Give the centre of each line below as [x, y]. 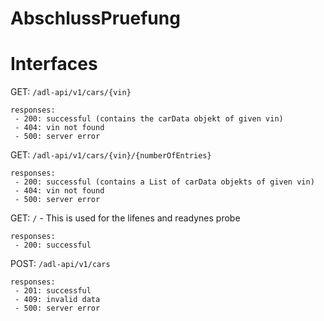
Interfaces [54, 64]
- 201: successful [53, 291]
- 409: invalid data [57, 300]
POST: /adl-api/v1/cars [60, 264]
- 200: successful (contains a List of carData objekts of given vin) [164, 182]
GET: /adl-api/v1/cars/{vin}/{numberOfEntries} [111, 155]
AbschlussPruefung [95, 18]
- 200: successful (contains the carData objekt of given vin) [149, 119]
